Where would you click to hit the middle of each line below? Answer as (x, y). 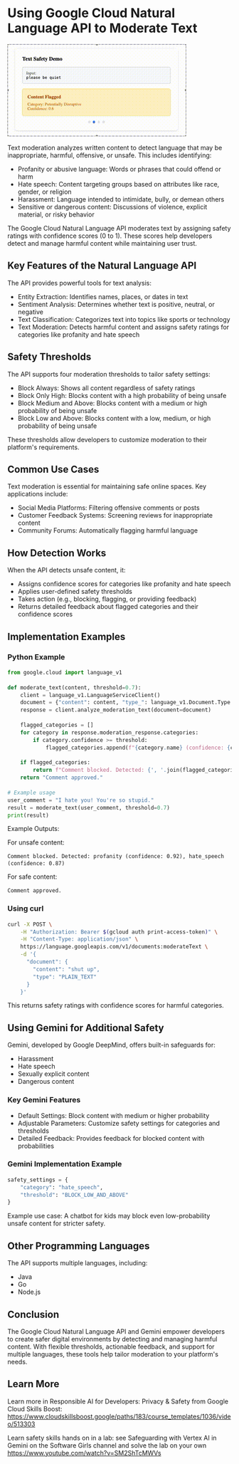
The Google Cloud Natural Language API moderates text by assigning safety (119, 228)
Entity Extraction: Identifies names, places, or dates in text (103, 296)
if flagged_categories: (55, 763)
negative (31, 312)
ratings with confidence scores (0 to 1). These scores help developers (110, 236)
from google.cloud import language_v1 (65, 672)
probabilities (36, 1146)
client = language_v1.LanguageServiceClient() (90, 695)
